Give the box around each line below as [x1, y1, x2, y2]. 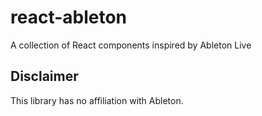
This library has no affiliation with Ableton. [10, 94, 184, 106]
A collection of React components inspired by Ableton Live [10, 39, 252, 51]
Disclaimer [10, 68, 79, 85]
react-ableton [10, 6, 128, 29]
